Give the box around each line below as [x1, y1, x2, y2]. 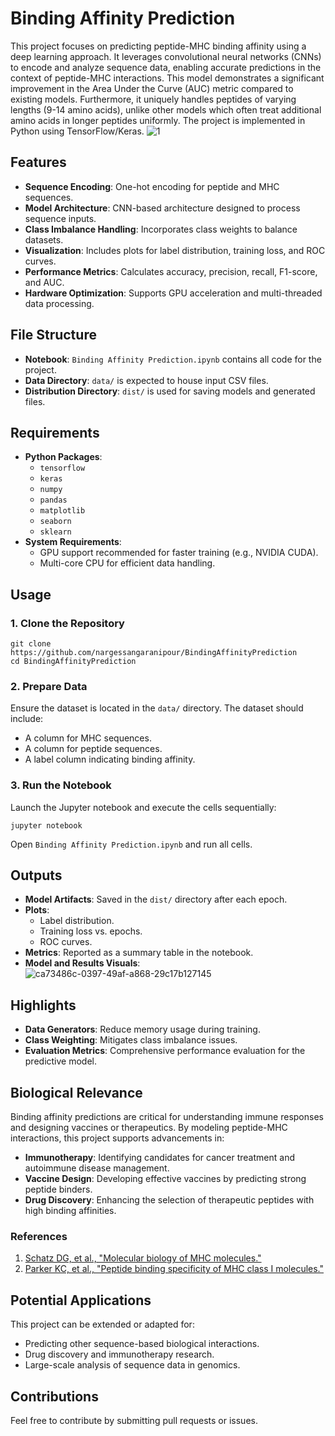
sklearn [39, 527, 72, 537]
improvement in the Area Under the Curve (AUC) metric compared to [10, 82, 294, 94]
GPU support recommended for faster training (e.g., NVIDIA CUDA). [39, 547, 319, 559]
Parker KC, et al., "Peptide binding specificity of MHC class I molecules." [24, 1263, 325, 1275]
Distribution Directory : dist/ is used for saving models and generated [24, 385, 316, 397]
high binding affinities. [24, 1205, 117, 1217]
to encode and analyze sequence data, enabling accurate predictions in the [10, 61, 322, 73]
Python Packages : [24, 451, 103, 463]
